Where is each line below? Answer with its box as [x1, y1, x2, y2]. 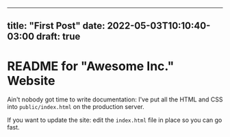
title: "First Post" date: [7, 20, 105, 32]
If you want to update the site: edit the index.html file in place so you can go [7, 116, 222, 124]
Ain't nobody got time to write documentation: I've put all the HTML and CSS [7, 95, 223, 103]
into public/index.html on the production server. [7, 103, 145, 111]
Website [7, 73, 55, 88]
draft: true [36, 31, 81, 42]
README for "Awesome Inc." [7, 58, 175, 74]
